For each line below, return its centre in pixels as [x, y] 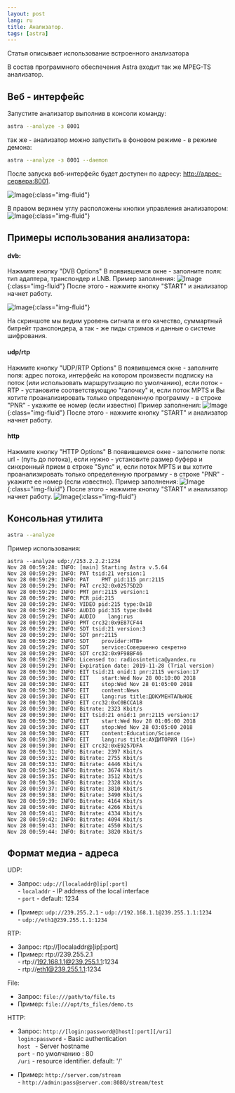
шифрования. [27, 336]
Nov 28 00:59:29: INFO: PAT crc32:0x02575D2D [75, 586]
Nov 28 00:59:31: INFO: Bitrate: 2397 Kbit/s [75, 752]
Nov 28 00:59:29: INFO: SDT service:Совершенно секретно [97, 647]
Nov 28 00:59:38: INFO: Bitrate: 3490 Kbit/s [75, 795]
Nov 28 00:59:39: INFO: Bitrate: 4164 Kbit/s [75, 801]
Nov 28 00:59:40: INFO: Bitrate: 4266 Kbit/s [75, 807]
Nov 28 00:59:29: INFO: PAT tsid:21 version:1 [76, 574]
